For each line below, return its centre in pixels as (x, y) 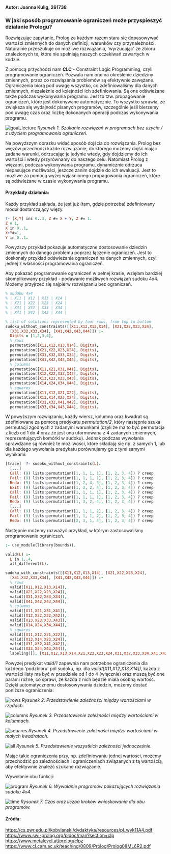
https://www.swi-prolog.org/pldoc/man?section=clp (60, 836)
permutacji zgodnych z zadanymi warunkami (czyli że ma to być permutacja (85, 427)
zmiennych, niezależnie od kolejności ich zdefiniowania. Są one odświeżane (85, 91)
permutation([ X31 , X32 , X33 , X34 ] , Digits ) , (54, 355)
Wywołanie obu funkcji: (30, 777)
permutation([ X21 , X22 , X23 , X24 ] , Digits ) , (54, 350)
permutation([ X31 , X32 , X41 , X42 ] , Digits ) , (54, 402)
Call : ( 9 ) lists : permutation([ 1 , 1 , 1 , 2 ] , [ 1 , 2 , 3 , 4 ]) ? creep (82, 511)
